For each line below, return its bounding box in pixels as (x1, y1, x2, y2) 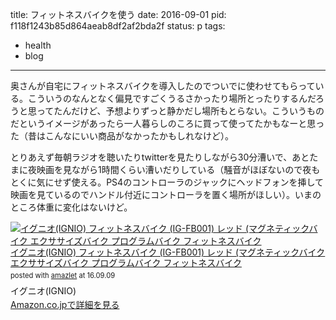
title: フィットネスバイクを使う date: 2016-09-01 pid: (10, 9, 227, 20)
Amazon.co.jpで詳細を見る (10, 298, 120, 310)
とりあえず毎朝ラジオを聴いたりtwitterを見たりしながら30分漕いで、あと (10, 151, 310, 163)
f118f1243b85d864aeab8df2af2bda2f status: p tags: (10, 20, 226, 32)
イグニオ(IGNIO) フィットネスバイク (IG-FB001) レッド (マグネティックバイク (10, 246, 326, 258)
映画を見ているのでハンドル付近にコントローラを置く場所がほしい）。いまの (10, 189, 322, 200)
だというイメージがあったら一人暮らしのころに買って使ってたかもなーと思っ (10, 118, 325, 129)
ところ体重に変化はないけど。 (10, 201, 133, 213)
